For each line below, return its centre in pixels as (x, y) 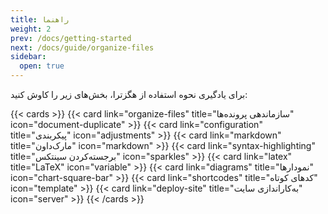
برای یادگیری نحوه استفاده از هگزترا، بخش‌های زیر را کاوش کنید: (129, 94)
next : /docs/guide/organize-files (82, 47)
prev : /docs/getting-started (71, 38)
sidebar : (28, 57)
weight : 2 (31, 29)
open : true (42, 66)
